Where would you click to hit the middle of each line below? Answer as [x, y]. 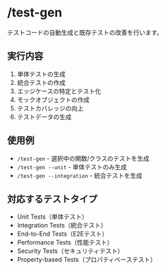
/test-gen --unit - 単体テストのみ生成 [72, 167]
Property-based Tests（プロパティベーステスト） [86, 260]
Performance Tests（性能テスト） [65, 243]
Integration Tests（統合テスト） [62, 225]
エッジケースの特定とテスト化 [59, 91]
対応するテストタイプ [52, 199]
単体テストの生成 [41, 74]
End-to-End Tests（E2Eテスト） [62, 234]
